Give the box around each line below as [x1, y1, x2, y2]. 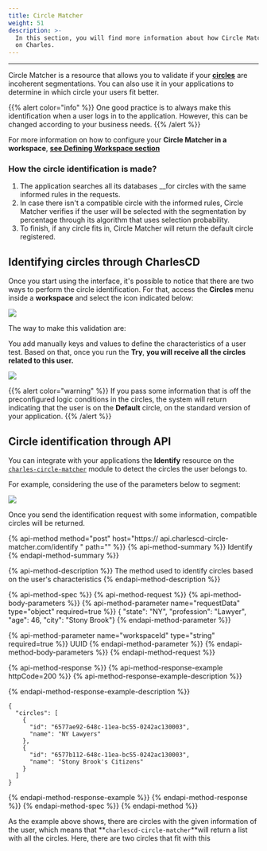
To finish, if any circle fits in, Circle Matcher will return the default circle [19, 223, 254, 233]
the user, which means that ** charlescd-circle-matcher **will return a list [8, 825, 248, 835]
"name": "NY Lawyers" [29, 730, 102, 738]
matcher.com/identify [8, 542, 79, 552]
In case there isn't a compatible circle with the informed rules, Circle [19, 198, 244, 208]
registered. [19, 232, 56, 242]
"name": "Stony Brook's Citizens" [29, 758, 145, 766]
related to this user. [8, 356, 74, 366]
